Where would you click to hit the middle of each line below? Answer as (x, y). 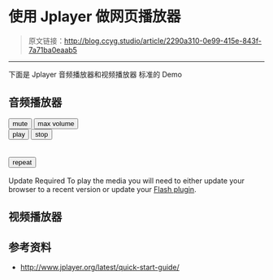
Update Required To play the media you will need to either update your (127, 181)
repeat (22, 162)
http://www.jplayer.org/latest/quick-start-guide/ (100, 267)
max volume (56, 123)
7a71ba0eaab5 (52, 50)
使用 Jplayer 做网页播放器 (95, 17)
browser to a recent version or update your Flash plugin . (102, 189)
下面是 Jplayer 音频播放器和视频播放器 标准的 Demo (95, 74)
